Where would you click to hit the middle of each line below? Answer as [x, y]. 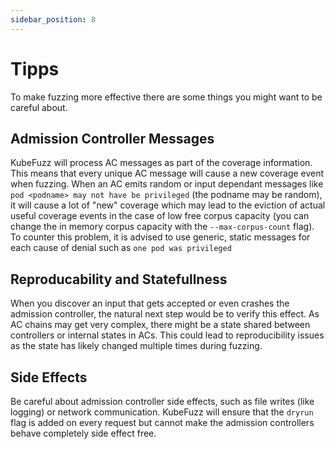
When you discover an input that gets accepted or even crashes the [150, 303]
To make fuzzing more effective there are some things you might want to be [166, 97]
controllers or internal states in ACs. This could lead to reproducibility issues [167, 335]
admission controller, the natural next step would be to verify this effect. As [165, 314]
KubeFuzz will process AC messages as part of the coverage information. [161, 163]
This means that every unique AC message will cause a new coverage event [167, 173]
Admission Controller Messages [112, 138]
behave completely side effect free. [83, 433]
